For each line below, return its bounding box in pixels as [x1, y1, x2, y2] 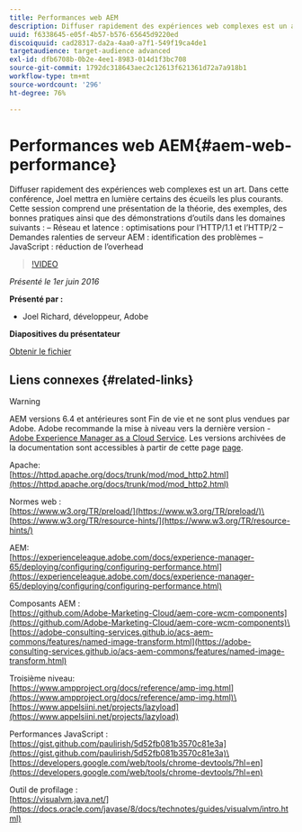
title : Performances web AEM [9, 13, 119, 23]
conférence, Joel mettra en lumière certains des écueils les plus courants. [9, 194, 284, 204]
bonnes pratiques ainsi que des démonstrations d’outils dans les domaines [9, 213, 286, 223]
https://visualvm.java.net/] [12, 794, 110, 805]
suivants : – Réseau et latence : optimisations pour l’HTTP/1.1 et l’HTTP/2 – [9, 222, 283, 233]
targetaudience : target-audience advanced [9, 47, 171, 56]
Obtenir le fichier [9, 346, 72, 357]
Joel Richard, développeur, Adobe [22, 312, 149, 322]
